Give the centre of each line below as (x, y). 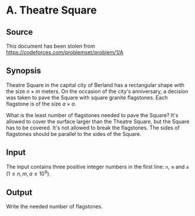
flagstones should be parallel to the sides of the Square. (74, 134)
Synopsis (23, 71)
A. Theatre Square (51, 10)
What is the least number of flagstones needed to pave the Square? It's (92, 115)
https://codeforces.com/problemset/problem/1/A (65, 52)
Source (20, 32)
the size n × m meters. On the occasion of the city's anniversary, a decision (97, 91)
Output (19, 192)
